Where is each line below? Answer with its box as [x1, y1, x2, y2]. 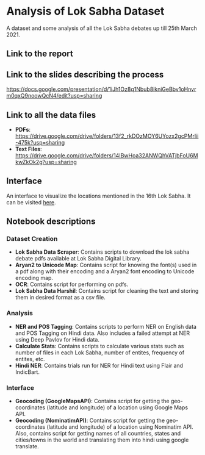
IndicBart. [15, 368, 40, 376]
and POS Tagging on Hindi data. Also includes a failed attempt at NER [15, 329, 190, 337]
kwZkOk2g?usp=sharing [15, 158, 77, 165]
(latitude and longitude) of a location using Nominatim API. [46, 423, 193, 431]
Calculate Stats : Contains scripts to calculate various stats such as [15, 342, 184, 349]
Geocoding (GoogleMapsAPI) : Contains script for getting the [15, 398, 170, 405]
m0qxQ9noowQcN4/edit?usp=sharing [6, 92, 103, 99]
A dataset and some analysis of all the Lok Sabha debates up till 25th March [6, 24, 197, 32]
